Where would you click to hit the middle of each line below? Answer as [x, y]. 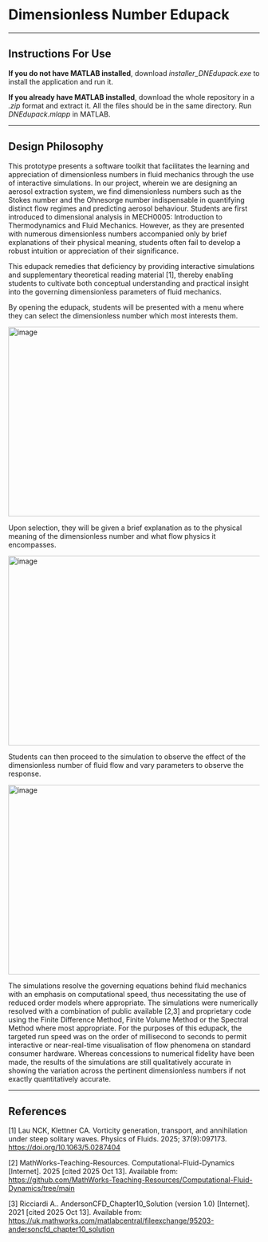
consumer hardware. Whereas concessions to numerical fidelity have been [132, 1053]
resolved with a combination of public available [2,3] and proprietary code [130, 1011]
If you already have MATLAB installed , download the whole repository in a [132, 97]
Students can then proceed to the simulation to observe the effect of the [127, 757]
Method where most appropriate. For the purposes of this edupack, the [125, 1028]
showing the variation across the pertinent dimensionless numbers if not [127, 1070]
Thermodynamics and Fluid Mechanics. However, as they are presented [126, 225]
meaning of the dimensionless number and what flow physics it [112, 536]
